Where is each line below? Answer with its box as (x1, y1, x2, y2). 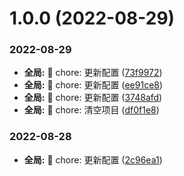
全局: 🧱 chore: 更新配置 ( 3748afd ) (23, 92, 163, 104)
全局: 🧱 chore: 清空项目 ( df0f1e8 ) (23, 104, 160, 116)
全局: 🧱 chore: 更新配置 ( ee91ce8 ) (23, 79, 164, 91)
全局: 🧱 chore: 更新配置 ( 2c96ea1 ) (23, 153, 163, 166)
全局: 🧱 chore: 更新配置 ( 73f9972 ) (23, 67, 163, 79)
